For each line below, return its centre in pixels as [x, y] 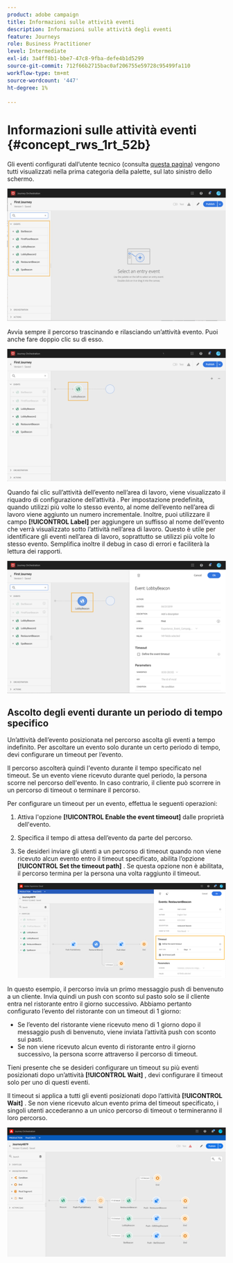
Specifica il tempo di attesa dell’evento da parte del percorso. [105, 838]
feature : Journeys [34, 37]
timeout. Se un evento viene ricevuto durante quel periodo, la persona [107, 775]
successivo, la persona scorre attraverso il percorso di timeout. [107, 1054]
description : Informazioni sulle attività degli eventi [89, 29]
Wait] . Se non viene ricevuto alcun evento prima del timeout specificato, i [113, 1103]
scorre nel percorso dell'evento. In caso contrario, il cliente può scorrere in [114, 783]
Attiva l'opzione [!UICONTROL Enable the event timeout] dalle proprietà [120, 817]
